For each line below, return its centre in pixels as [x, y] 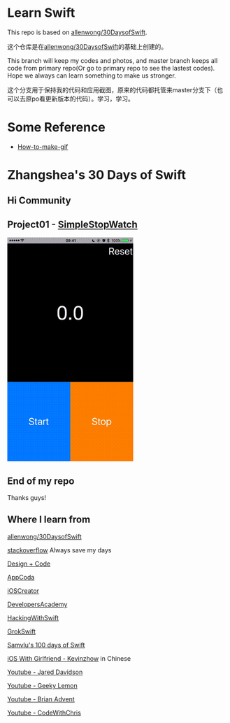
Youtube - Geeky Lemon [43, 685]
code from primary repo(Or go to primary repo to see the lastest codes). [111, 68]
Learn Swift [41, 13]
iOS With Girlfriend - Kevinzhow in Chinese [69, 658]
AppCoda [21, 577]
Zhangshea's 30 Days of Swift [97, 175]
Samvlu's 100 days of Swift [46, 645]
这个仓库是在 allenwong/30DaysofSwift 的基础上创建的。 [87, 46]
